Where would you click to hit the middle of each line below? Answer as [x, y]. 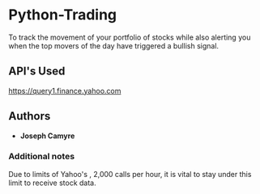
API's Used [37, 72]
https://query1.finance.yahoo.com [65, 91]
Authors [30, 116]
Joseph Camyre [47, 136]
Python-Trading [63, 15]
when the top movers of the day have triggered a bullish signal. [114, 45]
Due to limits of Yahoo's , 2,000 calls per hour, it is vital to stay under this [130, 174]
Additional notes [42, 157]
